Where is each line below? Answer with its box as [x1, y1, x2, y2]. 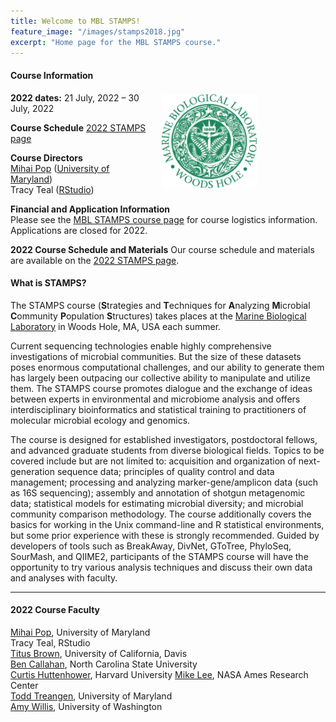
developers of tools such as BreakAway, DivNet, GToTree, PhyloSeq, [10, 540, 292, 552]
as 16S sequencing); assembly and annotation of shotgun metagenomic [10, 486, 306, 499]
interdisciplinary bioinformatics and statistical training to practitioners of [10, 403, 307, 415]
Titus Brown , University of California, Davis [10, 647, 188, 659]
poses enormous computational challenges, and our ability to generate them [10, 361, 325, 373]
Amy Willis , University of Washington [10, 700, 163, 712]
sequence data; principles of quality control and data [56, 465, 275, 477]
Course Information [10, 69, 94, 81]
